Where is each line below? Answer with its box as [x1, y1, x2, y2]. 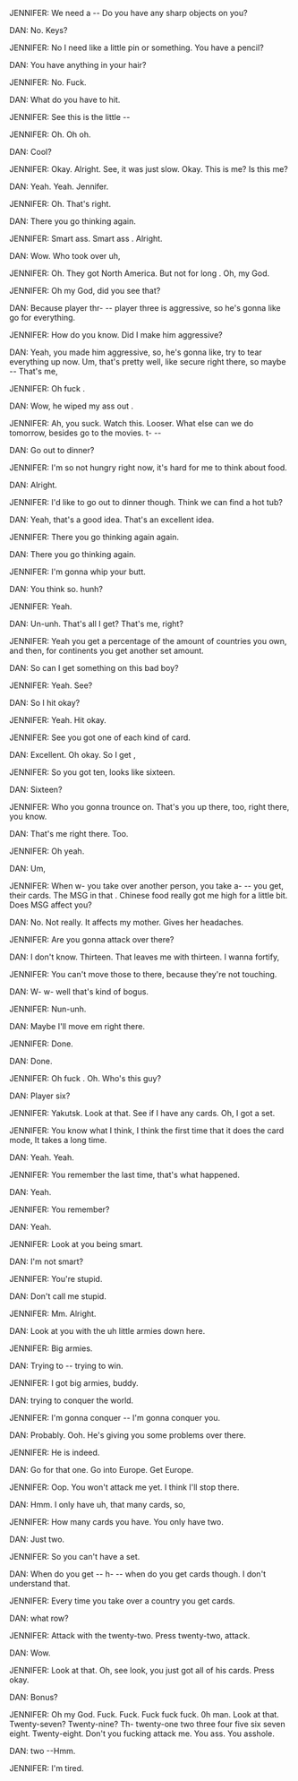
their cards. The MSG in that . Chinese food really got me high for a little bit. [9, 890, 288, 900]
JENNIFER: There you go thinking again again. [9, 532, 179, 542]
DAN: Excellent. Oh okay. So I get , [9, 750, 136, 760]
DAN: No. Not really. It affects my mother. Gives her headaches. [9, 917, 244, 927]
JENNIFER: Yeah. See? [9, 680, 93, 691]
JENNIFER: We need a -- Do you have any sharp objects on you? [9, 8, 248, 18]
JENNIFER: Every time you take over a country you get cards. [9, 1596, 235, 1606]
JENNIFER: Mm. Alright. [9, 1308, 97, 1319]
